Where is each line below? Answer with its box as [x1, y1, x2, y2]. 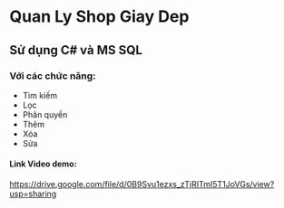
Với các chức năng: [9, 70, 97, 82]
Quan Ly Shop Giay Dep [9, 6, 190, 27]
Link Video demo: [9, 158, 77, 169]
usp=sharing [9, 188, 57, 200]
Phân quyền [22, 109, 68, 119]
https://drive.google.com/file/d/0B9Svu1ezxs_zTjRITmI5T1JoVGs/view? [9, 179, 275, 190]
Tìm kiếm [22, 90, 57, 100]
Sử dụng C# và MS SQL [9, 43, 143, 58]
